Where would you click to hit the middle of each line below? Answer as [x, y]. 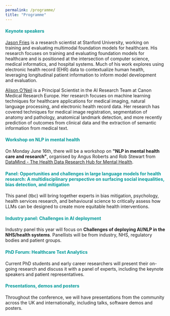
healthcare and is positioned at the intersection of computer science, [77, 59]
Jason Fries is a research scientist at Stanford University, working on [77, 42]
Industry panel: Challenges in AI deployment [53, 218]
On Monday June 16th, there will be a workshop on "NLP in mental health [82, 151]
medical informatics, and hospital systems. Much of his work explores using [84, 64]
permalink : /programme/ [30, 10]
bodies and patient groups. [33, 241]
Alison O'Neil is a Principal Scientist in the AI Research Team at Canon [78, 90]
